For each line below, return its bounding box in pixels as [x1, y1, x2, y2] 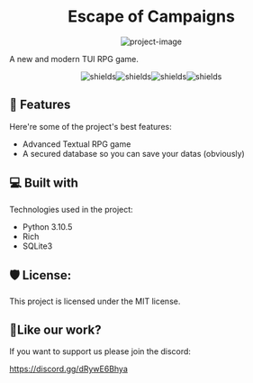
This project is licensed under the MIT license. [9, 296, 181, 307]
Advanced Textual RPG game [22, 138, 131, 150]
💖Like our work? [9, 322, 102, 337]
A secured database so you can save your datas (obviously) [22, 148, 245, 159]
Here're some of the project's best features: [9, 121, 173, 132]
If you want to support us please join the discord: [9, 346, 192, 357]
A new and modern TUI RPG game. [9, 53, 140, 64]
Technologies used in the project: [9, 204, 133, 214]
